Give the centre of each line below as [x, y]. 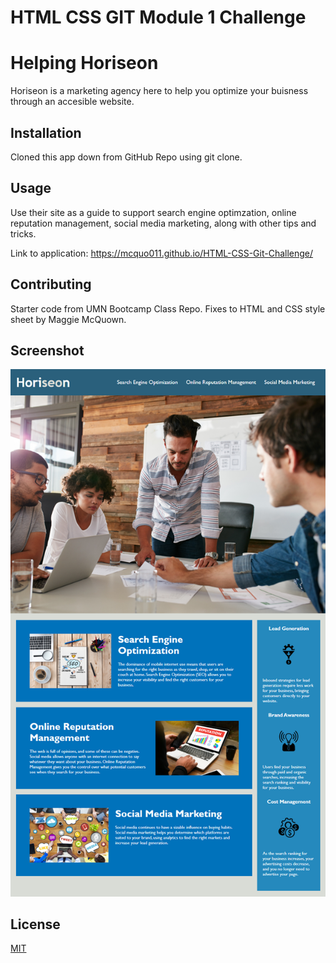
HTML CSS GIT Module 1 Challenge [158, 17]
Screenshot [47, 350]
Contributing [51, 284]
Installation [46, 132]
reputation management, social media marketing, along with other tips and [163, 223]
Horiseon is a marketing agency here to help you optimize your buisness [159, 91]
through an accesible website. [72, 102]
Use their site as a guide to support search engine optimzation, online [153, 212]
